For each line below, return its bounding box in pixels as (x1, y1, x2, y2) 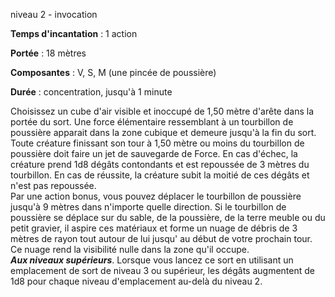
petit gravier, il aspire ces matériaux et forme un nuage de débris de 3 (10, 222, 298, 234)
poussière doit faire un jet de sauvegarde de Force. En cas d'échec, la (10, 148, 298, 159)
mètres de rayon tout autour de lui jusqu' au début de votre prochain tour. (10, 233, 313, 244)
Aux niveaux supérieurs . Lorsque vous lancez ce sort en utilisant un (10, 254, 294, 266)
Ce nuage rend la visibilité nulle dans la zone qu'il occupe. (10, 244, 250, 255)
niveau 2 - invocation (10, 9, 98, 20)
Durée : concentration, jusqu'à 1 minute (10, 86, 173, 98)
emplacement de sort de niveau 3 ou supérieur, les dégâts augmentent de (10, 265, 315, 276)
